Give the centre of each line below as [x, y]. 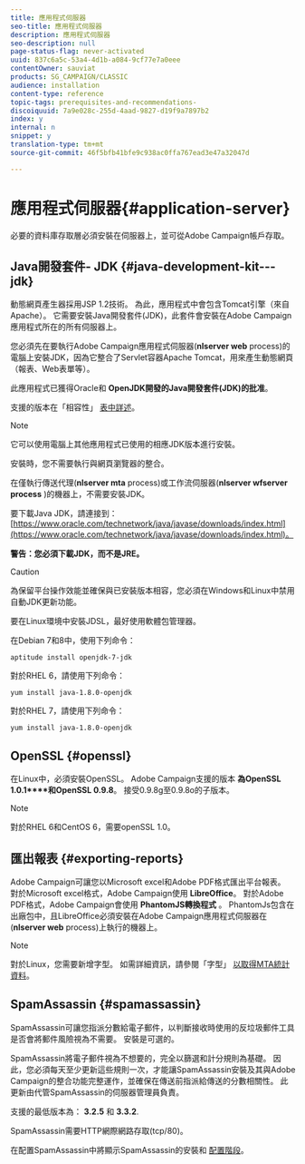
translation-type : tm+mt [57, 144]
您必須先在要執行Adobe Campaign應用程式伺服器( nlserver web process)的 [150, 347]
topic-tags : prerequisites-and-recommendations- [104, 102]
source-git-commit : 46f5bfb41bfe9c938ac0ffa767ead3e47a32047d [130, 152]
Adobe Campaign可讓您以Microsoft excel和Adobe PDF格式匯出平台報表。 [148, 882]
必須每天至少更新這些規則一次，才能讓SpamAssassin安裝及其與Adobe [165, 1069]
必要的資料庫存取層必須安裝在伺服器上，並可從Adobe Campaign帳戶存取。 [150, 235]
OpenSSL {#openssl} [71, 755]
